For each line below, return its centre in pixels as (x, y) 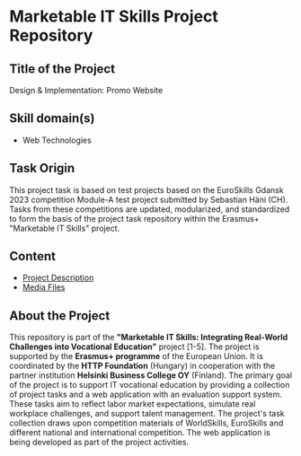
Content (33, 256)
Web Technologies (57, 140)
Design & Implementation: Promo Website (86, 90)
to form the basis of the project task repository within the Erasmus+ (134, 218)
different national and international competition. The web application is (140, 433)
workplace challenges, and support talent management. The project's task (147, 414)
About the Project (60, 316)
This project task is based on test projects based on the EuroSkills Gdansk (147, 189)
